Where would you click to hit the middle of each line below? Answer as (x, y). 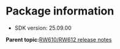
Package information (60, 11)
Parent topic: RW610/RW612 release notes (59, 39)
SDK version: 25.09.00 (43, 28)
